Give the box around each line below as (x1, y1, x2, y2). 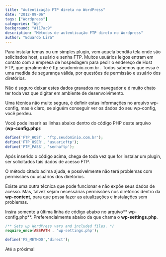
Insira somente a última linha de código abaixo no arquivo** (5, 209, 128, 215)
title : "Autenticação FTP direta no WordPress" (5, 7, 106, 12)
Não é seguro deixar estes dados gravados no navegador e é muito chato (5, 85, 156, 91)
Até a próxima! (5, 246, 35, 252)
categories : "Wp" (5, 21, 41, 26)
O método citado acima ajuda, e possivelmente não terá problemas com (5, 168, 153, 174)
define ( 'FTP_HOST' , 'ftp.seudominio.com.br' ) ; (5, 135, 103, 140)
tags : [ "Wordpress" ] (5, 16, 48, 21)
